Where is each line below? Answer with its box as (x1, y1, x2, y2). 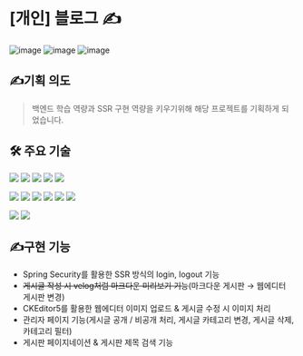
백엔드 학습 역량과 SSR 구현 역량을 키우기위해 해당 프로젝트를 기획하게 (31, 103, 279, 114)
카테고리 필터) (22, 326, 73, 337)
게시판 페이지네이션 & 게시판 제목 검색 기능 (22, 337, 174, 348)
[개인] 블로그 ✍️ (9, 8, 122, 29)
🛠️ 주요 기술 (9, 143, 71, 159)
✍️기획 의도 (9, 74, 71, 89)
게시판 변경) (22, 292, 65, 302)
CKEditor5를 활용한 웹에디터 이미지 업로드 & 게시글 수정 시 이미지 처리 (22, 303, 271, 314)
